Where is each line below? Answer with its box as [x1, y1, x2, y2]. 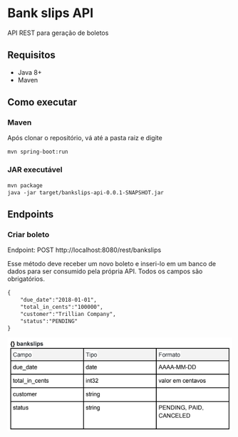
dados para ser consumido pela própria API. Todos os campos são [7, 267, 203, 275]
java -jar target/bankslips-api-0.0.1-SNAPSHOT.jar [7, 189, 164, 196]
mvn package [7, 181, 43, 189]
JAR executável [7, 165, 63, 175]
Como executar [7, 96, 77, 108]
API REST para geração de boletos [7, 28, 109, 37]
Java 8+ [17, 68, 42, 76]
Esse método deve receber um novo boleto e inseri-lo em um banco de [7, 260, 217, 268]
